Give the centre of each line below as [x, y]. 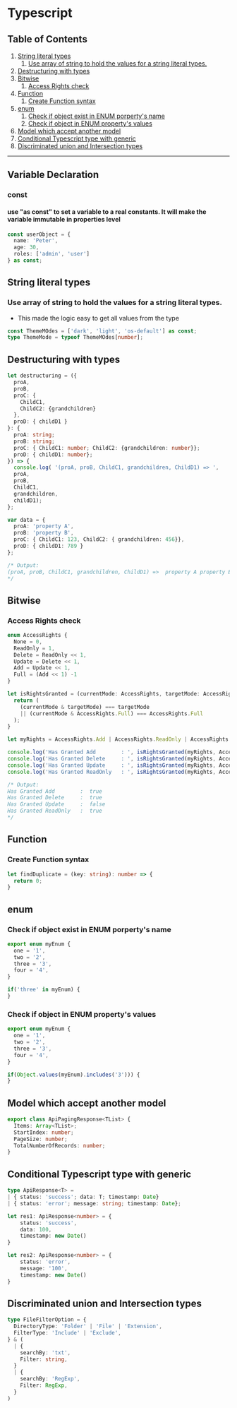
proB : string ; [34, 441]
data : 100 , [36, 1229]
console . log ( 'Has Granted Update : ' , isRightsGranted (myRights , [112, 765]
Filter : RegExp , [44, 1385]
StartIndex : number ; [44, 1132]
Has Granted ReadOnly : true [55, 811]
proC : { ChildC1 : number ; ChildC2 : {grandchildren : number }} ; [107, 448]
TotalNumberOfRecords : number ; [60, 1145]
